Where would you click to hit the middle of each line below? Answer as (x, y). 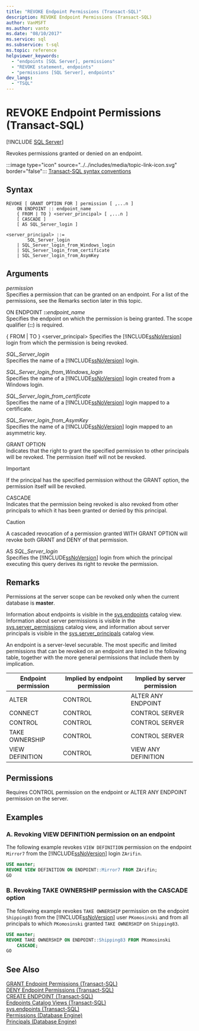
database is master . (31, 603)
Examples (25, 817)
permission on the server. (37, 799)
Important (18, 468)
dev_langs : (20, 78)
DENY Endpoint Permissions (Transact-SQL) (60, 990)
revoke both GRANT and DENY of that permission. (67, 540)
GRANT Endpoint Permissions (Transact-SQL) (62, 984)
